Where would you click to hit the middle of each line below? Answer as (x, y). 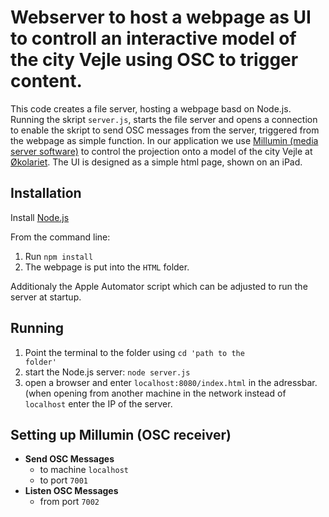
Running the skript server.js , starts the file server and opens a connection (164, 119)
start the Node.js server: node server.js (107, 372)
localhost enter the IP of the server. (98, 403)
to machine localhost (84, 470)
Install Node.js (40, 217)
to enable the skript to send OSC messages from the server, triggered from (165, 130)
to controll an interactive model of (153, 38)
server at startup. (46, 297)
